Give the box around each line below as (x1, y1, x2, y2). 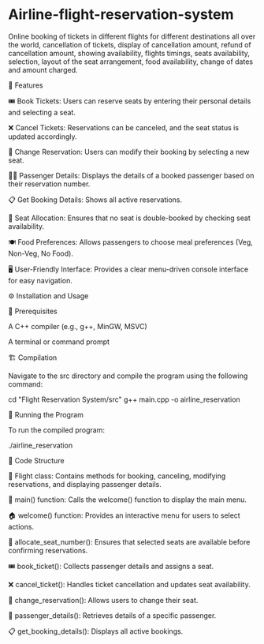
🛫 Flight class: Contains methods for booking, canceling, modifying (8, 471, 226, 481)
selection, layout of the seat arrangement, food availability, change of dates (8, 57, 254, 66)
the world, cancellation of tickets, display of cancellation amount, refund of (8, 39, 252, 49)
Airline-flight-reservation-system (8, 6, 234, 24)
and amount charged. (8, 65, 78, 74)
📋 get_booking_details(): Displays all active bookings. (8, 626, 184, 636)
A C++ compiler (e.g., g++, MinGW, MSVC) (8, 321, 147, 331)
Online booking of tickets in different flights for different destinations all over (8, 32, 256, 41)
